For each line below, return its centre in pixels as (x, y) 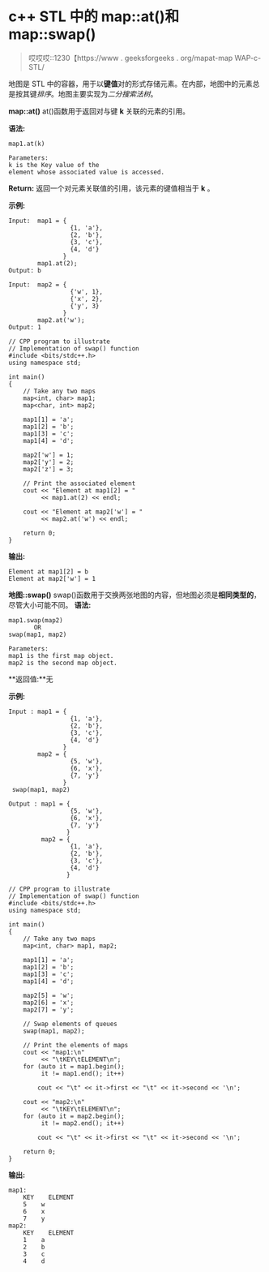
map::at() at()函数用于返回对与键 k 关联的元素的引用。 (99, 111)
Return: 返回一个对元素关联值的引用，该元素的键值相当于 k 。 (111, 188)
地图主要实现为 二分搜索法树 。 (108, 93)
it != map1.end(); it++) (83, 1073)
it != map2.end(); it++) (83, 1123)
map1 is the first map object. (61, 655)
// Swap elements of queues (70, 1024)
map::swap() (52, 34)
